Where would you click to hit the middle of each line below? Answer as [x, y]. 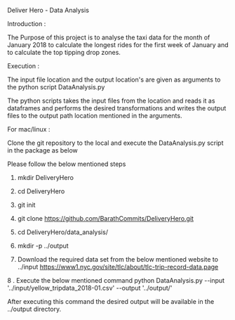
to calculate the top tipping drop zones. [64, 52]
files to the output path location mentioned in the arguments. [95, 116]
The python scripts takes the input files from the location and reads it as [111, 101]
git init [26, 205]
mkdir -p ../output [43, 246]
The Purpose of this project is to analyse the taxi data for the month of [109, 37]
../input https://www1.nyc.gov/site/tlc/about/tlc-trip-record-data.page [118, 267]
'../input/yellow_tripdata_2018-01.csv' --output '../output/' [90, 288]
